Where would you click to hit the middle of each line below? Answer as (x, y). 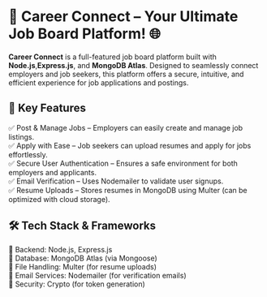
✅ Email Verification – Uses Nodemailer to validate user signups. (116, 181)
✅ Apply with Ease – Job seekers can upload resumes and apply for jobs (130, 145)
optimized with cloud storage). (60, 199)
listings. (22, 136)
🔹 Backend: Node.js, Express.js (60, 249)
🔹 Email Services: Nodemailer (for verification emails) (97, 275)
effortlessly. (28, 154)
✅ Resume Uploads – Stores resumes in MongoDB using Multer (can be (128, 190)
